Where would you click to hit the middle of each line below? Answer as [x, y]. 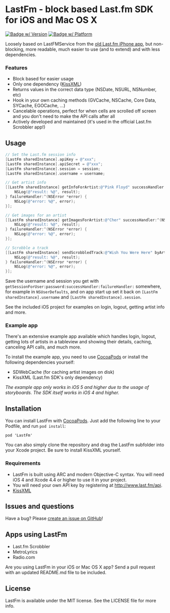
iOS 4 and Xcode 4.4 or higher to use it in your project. [70, 479]
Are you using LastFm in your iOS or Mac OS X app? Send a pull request [80, 567]
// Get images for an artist [36, 215]
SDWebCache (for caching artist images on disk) [63, 372]
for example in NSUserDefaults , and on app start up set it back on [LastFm [81, 292]
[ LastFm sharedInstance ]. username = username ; [55, 173]
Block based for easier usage [43, 79]
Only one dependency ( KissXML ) [47, 84]
